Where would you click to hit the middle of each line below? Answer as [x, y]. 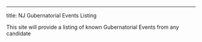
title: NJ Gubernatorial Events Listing [52, 15]
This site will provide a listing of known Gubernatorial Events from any [93, 27]
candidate [19, 33]
